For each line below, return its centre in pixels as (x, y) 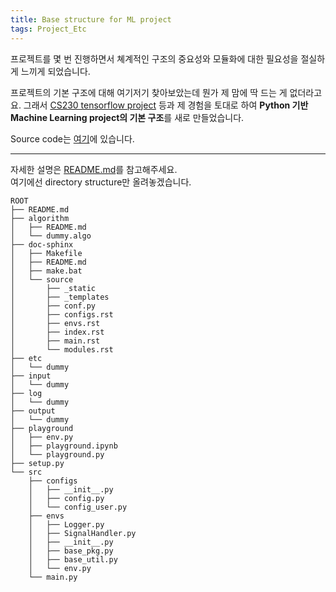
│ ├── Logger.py (66, 524)
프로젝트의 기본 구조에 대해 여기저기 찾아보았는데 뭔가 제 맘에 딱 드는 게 (149, 92)
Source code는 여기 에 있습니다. (72, 138)
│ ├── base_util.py (73, 559)
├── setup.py (37, 463)
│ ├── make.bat (46, 271)
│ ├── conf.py (53, 306)
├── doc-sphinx (42, 244)
